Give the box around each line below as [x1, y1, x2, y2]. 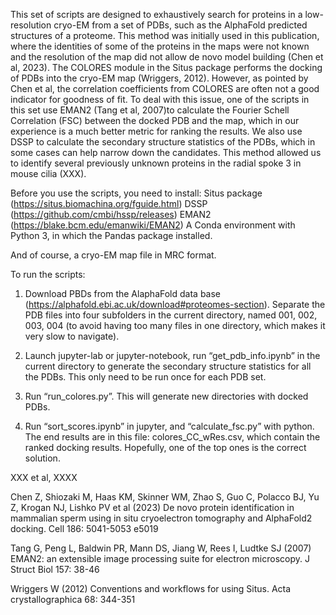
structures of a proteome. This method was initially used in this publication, [10, 30, 320, 41]
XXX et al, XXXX [10, 472, 78, 483]
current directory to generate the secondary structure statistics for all [24, 360, 312, 372]
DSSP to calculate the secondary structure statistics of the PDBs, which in [10, 136, 316, 148]
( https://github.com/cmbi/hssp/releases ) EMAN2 [10, 209, 212, 220]
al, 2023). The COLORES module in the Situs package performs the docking [10, 62, 323, 73]
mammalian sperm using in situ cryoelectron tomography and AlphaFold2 [10, 512, 313, 524]
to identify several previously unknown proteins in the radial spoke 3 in [10, 157, 302, 169]
